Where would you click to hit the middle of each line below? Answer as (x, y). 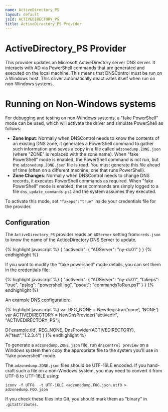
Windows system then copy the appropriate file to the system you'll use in (82, 350)
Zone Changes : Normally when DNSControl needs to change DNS (81, 175)
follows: (13, 129)
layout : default (22, 15)
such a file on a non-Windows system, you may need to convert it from (89, 370)
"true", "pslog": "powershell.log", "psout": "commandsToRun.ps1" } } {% (79, 285)
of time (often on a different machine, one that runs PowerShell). (79, 170)
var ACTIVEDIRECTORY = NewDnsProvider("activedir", (62, 315)
